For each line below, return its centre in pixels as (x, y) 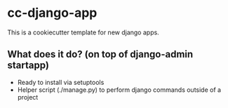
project (28, 97)
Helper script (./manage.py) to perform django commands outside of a (119, 90)
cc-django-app (52, 13)
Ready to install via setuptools (61, 82)
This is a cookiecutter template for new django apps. (83, 32)
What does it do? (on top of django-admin (100, 54)
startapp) (28, 66)
